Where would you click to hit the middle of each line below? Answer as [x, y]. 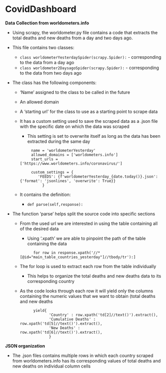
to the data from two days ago [51, 73]
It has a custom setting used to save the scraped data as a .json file [89, 121]
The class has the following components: [54, 83]
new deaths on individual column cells [51, 366]
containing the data [47, 243]
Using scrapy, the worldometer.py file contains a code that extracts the [85, 32]
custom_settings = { [52, 172]
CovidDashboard [41, 9]
